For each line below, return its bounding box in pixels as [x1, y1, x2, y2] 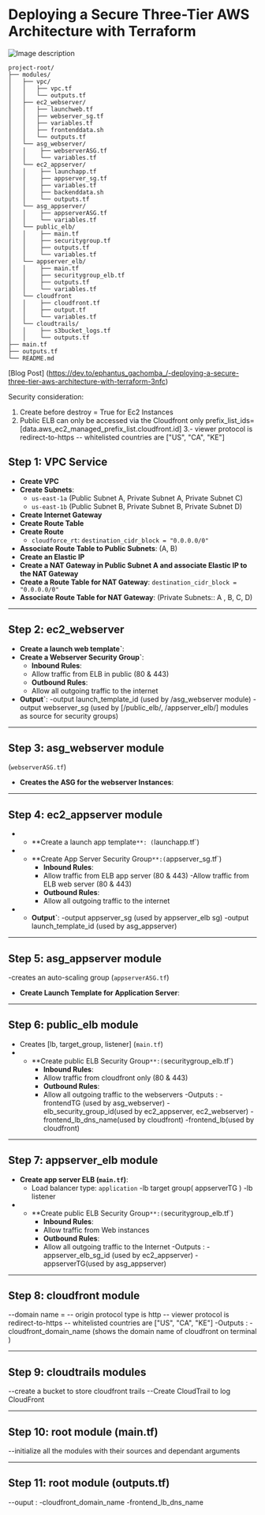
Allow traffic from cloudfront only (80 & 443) [43, 1073, 188, 1082]
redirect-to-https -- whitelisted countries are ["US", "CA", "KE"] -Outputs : [8, 1318, 248, 1328]
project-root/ [8, 63, 55, 72]
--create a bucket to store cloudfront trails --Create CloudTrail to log [8, 1386, 231, 1396]
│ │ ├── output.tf [8, 306, 87, 314]
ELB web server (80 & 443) [43, 879, 132, 889]
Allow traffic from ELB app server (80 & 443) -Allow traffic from [43, 871, 250, 881]
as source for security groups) [19, 711, 119, 720]
